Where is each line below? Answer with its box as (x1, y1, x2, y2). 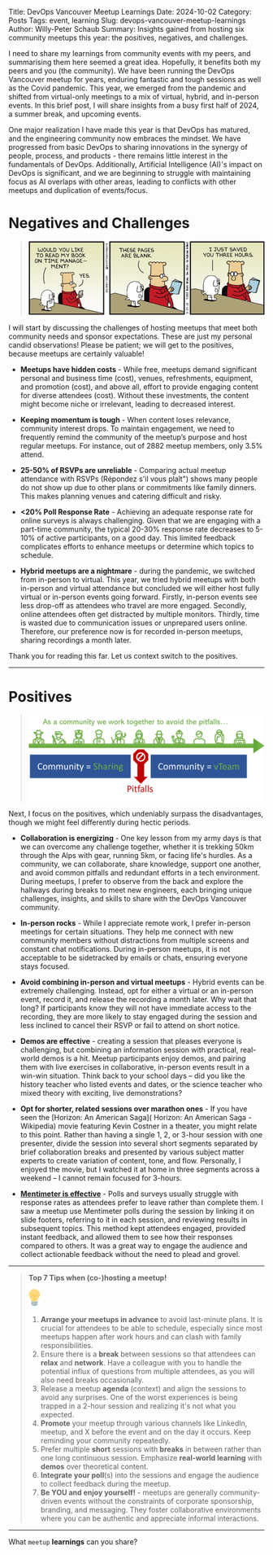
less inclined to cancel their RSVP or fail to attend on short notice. (19, 1020, 240, 1030)
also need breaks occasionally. (40, 1375, 145, 1385)
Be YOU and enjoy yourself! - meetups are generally (40, 1487, 218, 1497)
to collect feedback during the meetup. (40, 1478, 171, 1488)
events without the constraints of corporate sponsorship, (63, 1496, 254, 1505)
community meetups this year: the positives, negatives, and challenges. (8, 33, 249, 42)
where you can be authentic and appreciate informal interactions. (40, 1513, 259, 1523)
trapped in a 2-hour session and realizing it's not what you (40, 1400, 236, 1411)
